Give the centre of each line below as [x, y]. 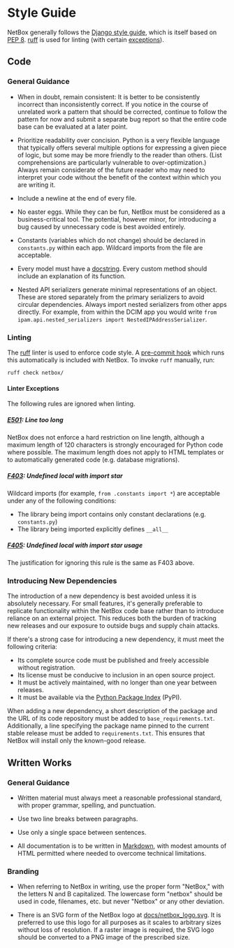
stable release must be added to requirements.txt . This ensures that [106, 733]
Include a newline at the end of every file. [77, 198]
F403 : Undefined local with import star [65, 475]
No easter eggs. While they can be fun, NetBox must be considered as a [121, 212]
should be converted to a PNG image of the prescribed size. [104, 938]
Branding [23, 871]
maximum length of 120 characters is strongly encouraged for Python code [115, 445]
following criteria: [32, 647]
